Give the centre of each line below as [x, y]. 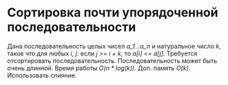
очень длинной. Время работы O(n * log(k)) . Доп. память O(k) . [99, 68]
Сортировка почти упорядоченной [113, 13]
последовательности [72, 27]
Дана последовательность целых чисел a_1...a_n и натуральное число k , [114, 46]
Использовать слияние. [42, 75]
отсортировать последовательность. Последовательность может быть [112, 60]
